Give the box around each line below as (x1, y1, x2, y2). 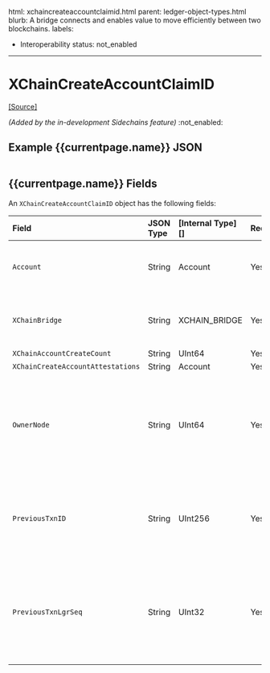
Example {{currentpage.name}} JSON (8, 141, 202, 155)
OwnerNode (12, 420, 50, 429)
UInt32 (178, 606, 205, 617)
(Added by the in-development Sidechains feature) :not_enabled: (8, 117, 223, 127)
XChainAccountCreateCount (12, 349, 112, 357)
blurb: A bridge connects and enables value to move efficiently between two (8, 15, 261, 25)
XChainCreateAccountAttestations (12, 361, 141, 371)
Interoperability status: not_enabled (19, 39, 137, 49)
